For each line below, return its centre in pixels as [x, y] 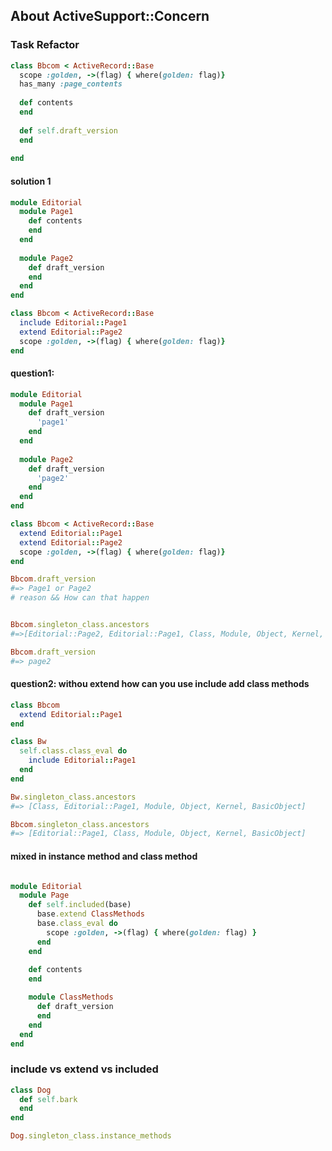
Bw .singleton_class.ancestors [73, 797]
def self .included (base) [80, 905]
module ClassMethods [71, 997]
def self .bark [48, 1099]
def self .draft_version [68, 130]
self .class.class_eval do [73, 751]
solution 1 [31, 181]
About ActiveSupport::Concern [110, 16]
